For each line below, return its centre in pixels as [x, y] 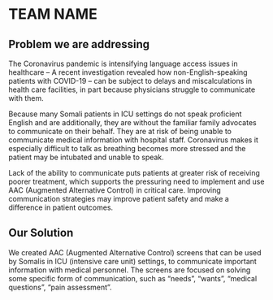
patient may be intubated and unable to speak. [86, 157]
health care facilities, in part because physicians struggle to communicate [132, 89]
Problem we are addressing [79, 44]
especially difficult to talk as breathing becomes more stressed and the [127, 148]
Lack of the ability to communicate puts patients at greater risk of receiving [134, 173]
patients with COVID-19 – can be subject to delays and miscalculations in [130, 81]
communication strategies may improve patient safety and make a [119, 199]
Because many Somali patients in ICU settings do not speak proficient [125, 114]
